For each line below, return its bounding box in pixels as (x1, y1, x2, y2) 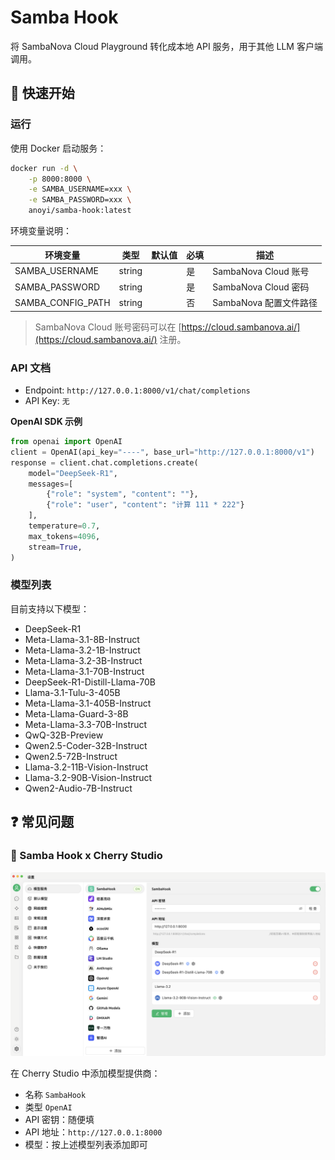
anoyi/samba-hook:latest (28, 206, 132, 216)
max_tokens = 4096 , (28, 531, 101, 541)
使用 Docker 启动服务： (10, 142, 107, 154)
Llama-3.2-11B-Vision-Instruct (24, 761, 149, 773)
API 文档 (10, 361, 51, 375)
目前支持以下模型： (10, 602, 90, 615)
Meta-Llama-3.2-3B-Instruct (24, 654, 143, 666)
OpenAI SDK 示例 (10, 416, 83, 428)
